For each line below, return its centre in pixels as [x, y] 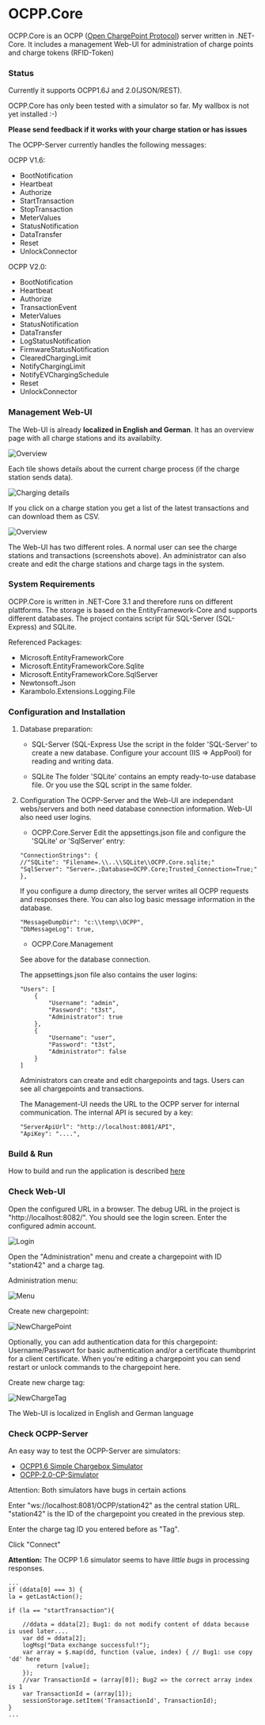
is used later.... [38, 1631]
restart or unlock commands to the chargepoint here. [95, 1367]
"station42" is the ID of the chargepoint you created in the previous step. [127, 1514]
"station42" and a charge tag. [57, 1264]
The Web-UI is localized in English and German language [101, 1413]
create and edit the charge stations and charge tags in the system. [116, 564]
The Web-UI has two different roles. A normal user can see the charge [123, 547]
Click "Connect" [34, 1545]
